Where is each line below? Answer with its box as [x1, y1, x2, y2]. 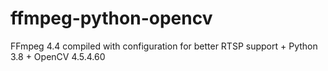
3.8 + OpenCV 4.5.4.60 [10, 50, 106, 62]
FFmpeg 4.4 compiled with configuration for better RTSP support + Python [10, 40, 318, 52]
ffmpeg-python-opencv [10, 7, 213, 30]
